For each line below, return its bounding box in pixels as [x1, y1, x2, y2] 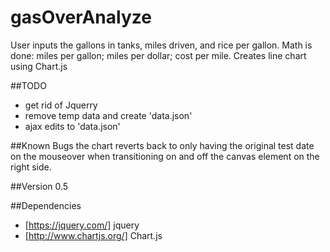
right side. [10, 161, 52, 173]
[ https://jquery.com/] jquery [24, 219, 140, 231]
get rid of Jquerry [24, 99, 98, 111]
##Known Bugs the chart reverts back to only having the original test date [10, 139, 315, 151]
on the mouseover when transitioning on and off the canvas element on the [10, 150, 320, 162]
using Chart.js [10, 60, 68, 72]
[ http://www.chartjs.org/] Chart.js [24, 229, 163, 241]
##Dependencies [10, 199, 82, 211]
